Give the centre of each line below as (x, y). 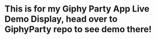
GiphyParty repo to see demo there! (78, 29)
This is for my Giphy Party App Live (77, 9)
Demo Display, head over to (61, 19)
